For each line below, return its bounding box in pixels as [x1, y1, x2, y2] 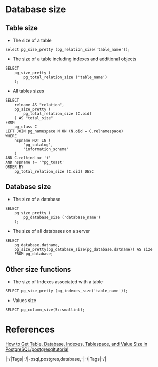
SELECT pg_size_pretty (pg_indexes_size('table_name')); [5, 288, 128, 293]
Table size [5, 24, 38, 32]
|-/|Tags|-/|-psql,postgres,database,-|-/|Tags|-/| [5, 356, 106, 362]
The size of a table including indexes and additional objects [12, 56, 137, 62]
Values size [12, 297, 37, 303]
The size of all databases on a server [12, 228, 90, 234]
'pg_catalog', [23, 142, 53, 147]
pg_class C [14, 124, 37, 129]
